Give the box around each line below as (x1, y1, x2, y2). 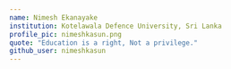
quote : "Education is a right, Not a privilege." (9, 38, 199, 47)
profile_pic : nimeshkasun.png (9, 30, 123, 39)
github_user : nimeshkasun (9, 47, 106, 56)
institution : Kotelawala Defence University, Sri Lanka (9, 22, 222, 30)
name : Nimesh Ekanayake (9, 13, 98, 22)
